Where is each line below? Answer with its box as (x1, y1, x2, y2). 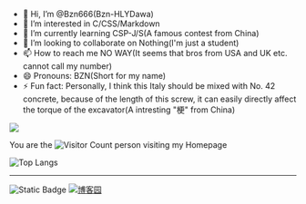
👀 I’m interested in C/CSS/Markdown (22, 18, 161, 29)
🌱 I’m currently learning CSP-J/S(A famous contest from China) (22, 28, 260, 38)
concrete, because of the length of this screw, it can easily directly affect (22, 93, 297, 104)
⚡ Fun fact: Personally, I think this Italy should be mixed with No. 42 (22, 81, 276, 91)
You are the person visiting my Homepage (9, 140, 228, 150)
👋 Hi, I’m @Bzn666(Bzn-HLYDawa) (22, 9, 155, 19)
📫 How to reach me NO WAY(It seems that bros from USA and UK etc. (22, 48, 288, 58)
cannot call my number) (22, 61, 112, 72)
